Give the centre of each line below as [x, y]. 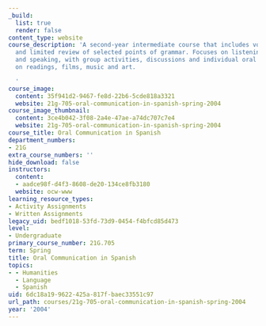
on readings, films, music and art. [76, 67]
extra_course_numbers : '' [51, 155]
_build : [21, 15]
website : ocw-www [44, 191]
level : [19, 229]
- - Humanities [33, 273]
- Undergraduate [35, 236]
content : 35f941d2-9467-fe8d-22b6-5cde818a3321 [95, 96]
